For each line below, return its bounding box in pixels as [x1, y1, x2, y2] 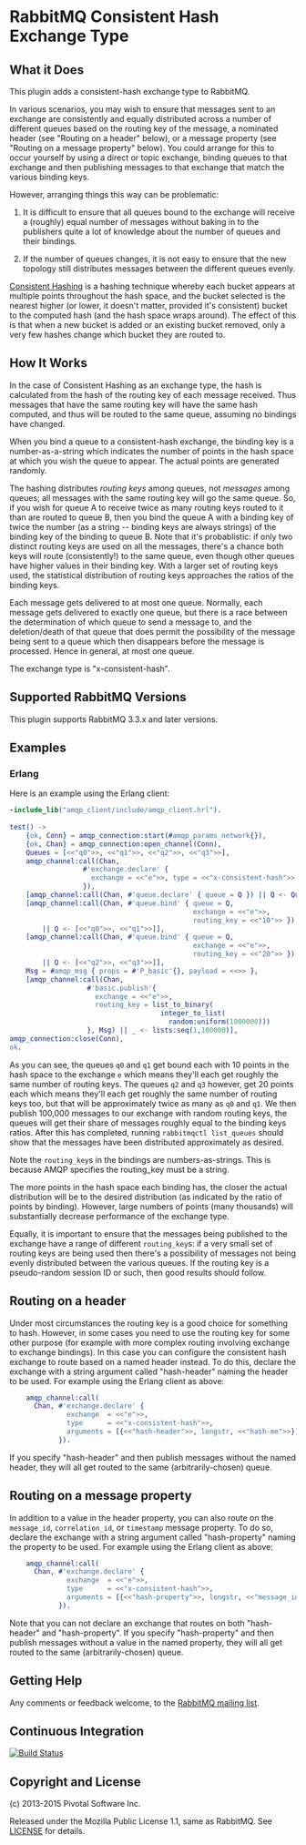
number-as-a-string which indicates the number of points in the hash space [9, 445, 294, 456]
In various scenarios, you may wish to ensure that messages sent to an [9, 104, 276, 115]
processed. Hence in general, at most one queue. [9, 645, 196, 657]
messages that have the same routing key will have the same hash [9, 399, 258, 410]
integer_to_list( [159, 1009, 226, 1018]
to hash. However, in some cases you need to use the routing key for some [9, 1327, 290, 1338]
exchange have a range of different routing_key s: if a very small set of [9, 1238, 273, 1249]
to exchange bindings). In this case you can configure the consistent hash [9, 1346, 287, 1358]
